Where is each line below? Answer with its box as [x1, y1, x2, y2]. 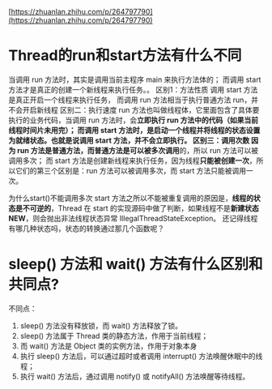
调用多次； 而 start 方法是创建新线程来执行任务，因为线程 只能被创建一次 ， [8, 156, 257, 165]
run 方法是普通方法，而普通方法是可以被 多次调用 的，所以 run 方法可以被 [17, 145, 259, 155]
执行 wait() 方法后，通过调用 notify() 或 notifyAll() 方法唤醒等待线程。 [19, 371, 250, 381]
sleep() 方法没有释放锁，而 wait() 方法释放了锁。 [19, 320, 182, 331]
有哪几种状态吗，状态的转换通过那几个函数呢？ [8, 223, 164, 233]
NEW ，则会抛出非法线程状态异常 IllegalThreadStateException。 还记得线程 [8, 213, 258, 223]
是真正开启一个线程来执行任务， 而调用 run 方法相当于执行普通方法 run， [8, 95, 252, 105]
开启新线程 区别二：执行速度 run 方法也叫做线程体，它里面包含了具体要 [22, 105, 260, 114]
